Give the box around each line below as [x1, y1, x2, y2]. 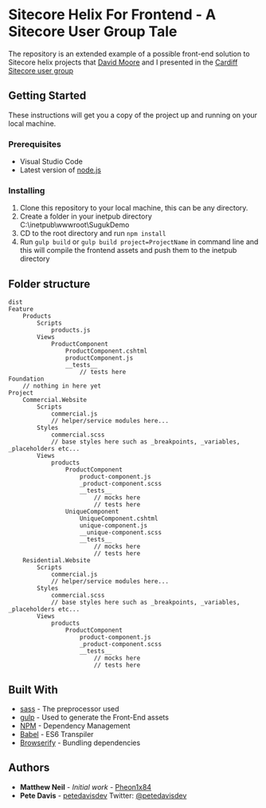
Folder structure [8, 277, 91, 290]
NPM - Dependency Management [19, 720, 131, 731]
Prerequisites [8, 138, 61, 149]
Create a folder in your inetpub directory [19, 211, 153, 221]
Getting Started [8, 89, 87, 103]
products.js [50, 326, 91, 334]
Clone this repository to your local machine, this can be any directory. [19, 203, 248, 213]
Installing [8, 185, 45, 196]
